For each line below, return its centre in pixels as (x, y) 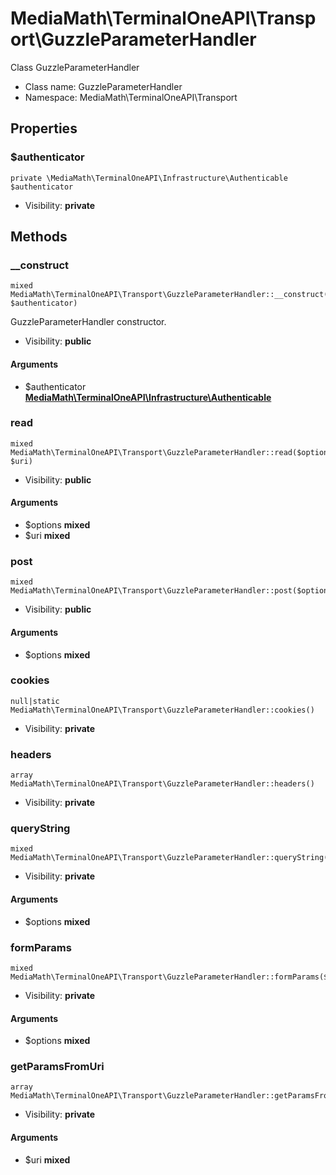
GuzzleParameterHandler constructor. (88, 322)
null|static (35, 701)
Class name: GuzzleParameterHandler (103, 86)
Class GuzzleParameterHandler (75, 67)
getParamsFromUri (57, 1067)
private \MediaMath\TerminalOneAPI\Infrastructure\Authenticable (149, 178)
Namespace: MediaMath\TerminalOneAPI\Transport (131, 97)
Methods (39, 237)
